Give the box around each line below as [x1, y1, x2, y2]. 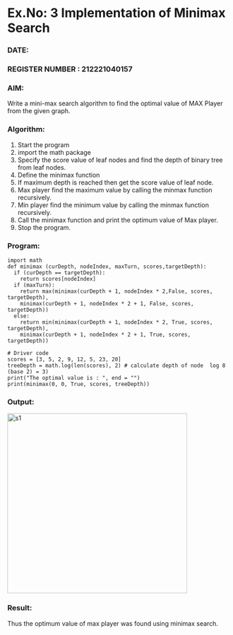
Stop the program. [17, 223, 71, 231]
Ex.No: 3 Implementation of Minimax [7, 5, 226, 21]
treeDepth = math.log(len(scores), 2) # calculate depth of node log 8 [7, 362, 226, 369]
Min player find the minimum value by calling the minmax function [17, 200, 210, 209]
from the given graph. [7, 107, 71, 115]
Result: [7, 603, 32, 613]
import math [7, 257, 42, 264]
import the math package [17, 148, 92, 156]
